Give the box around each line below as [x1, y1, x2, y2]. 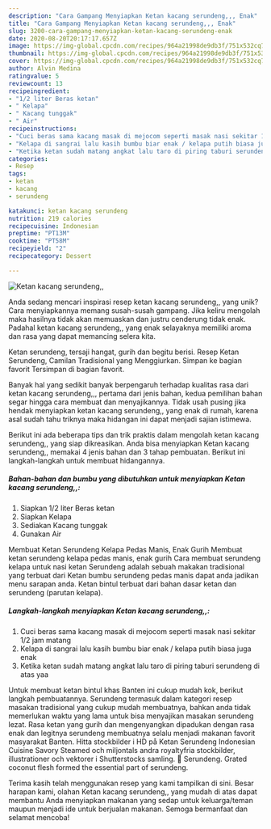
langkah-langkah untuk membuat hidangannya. [8, 455, 165, 465]
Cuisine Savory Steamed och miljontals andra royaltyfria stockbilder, [8, 745, 236, 755]
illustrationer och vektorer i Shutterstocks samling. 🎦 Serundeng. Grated [8, 754, 248, 763]
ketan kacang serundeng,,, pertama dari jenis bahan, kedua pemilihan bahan [8, 388, 263, 398]
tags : [8, 170, 27, 178]
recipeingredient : [8, 87, 70, 95]
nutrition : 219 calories [8, 214, 92, 222]
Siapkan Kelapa [19, 511, 73, 522]
